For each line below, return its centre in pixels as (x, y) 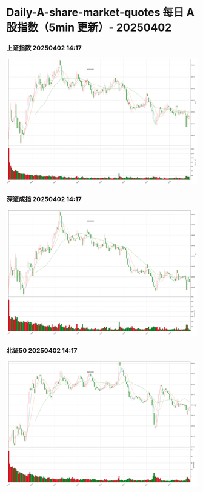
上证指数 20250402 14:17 (44, 48)
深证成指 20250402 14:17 (44, 199)
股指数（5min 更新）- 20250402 (89, 28)
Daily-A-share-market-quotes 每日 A (101, 12)
